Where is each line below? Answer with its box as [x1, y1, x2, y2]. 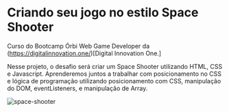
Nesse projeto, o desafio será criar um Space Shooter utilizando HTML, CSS [7, 62, 223, 70]
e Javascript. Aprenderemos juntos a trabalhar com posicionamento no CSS [7, 70, 221, 78]
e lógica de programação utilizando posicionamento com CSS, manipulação [7, 76, 221, 85]
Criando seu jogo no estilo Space [7, 5, 199, 20]
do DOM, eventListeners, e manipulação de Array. [7, 84, 148, 92]
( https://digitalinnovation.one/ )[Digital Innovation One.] [7, 49, 162, 57]
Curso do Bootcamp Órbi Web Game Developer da [7, 42, 149, 50]
